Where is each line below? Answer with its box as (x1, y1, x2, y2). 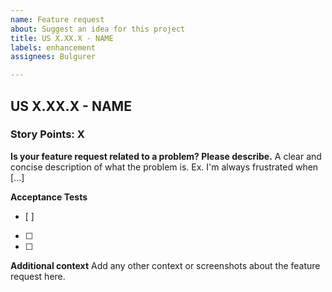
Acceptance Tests (10, 191, 88, 203)
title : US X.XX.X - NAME (10, 33, 114, 43)
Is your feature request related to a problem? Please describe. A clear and (10, 150, 322, 162)
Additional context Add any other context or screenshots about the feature (10, 259, 321, 271)
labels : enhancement (10, 42, 97, 53)
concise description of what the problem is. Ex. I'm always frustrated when (10, 161, 319, 173)
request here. (10, 270, 66, 282)
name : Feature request (10, 14, 105, 25)
